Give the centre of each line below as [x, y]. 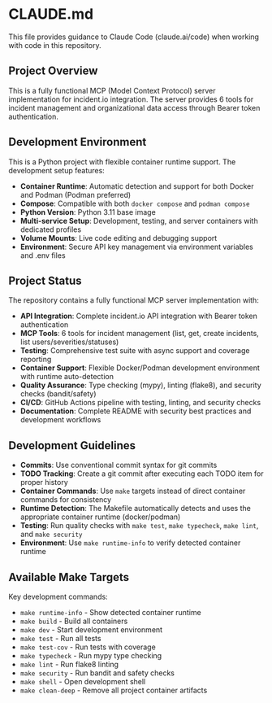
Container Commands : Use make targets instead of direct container [133, 491]
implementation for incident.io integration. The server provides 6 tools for [131, 99]
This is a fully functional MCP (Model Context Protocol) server [112, 90]
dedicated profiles [51, 229]
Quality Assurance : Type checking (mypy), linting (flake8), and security [140, 385]
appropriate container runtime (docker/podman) [100, 517]
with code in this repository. [55, 45]
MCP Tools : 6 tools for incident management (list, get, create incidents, [140, 334]
